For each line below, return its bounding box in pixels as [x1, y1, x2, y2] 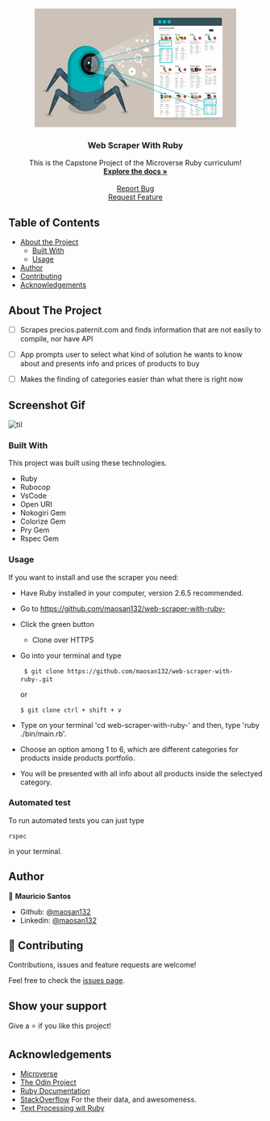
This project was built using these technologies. [8, 458, 168, 468]
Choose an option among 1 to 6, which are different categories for [19, 744, 239, 754]
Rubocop [19, 483, 51, 492]
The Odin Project [19, 1077, 77, 1087]
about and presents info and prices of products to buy [19, 359, 200, 369]
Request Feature [108, 192, 163, 202]
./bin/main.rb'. [19, 729, 67, 738]
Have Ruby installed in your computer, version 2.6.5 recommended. [19, 588, 244, 597]
